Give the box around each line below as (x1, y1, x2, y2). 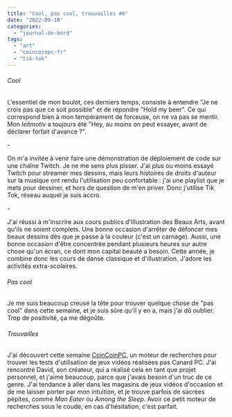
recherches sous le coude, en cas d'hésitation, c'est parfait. (7, 402, 179, 411)
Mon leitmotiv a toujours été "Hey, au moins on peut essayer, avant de (7, 120, 207, 128)
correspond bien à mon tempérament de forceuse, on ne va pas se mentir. (7, 112, 220, 121)
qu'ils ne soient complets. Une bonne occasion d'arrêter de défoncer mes (7, 225, 218, 233)
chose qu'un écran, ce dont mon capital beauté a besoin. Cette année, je (7, 247, 215, 255)
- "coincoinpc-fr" (13, 49, 67, 56)
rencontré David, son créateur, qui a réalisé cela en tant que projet (7, 366, 196, 374)
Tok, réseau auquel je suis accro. (7, 191, 102, 199)
